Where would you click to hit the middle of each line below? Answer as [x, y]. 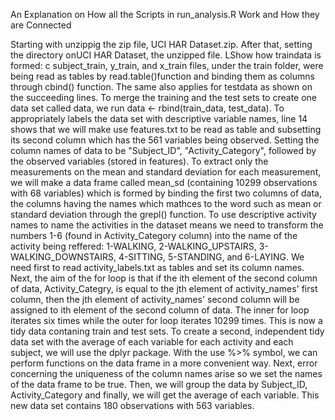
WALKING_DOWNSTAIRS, [63, 257]
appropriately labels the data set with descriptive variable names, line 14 [159, 118]
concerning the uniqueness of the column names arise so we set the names [166, 373]
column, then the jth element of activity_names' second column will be [155, 299]
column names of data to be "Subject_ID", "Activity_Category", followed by [163, 150]
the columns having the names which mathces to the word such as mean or [166, 203]
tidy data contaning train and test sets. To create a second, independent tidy [167, 331]
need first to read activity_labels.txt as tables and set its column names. [157, 267]
